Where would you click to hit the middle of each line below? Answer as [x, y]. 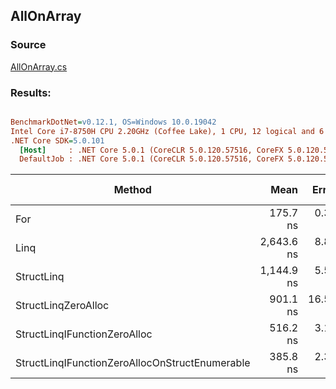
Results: [31, 92]
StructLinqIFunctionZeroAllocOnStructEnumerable [133, 363]
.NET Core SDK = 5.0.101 [57, 140]
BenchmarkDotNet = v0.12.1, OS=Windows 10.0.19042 [113, 122]
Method [132, 190]
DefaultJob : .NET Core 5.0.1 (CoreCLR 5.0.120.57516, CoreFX [151, 159]
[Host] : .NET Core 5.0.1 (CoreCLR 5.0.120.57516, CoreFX [151, 150]
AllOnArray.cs [39, 66]
